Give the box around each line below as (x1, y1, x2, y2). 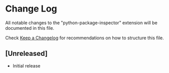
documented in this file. (5, 25, 55, 31)
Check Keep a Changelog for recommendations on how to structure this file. (5, 35, 164, 41)
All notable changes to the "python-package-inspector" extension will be (5, 20, 158, 26)
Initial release (12, 62, 40, 68)
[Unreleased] (5, 49, 48, 58)
